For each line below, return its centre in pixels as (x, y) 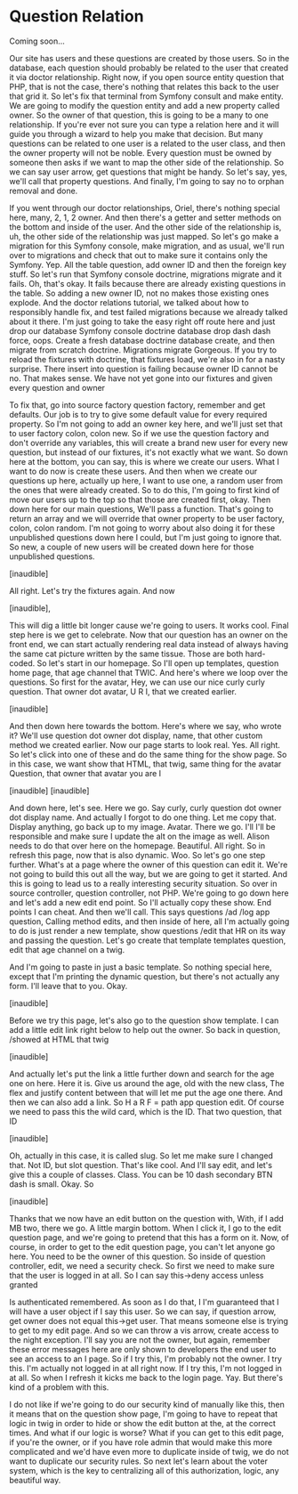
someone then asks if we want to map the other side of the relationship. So (147, 162)
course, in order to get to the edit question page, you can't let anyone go (142, 1246)
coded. (22, 663)
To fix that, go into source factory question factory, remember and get (137, 405)
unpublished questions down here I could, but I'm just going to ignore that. (145, 537)
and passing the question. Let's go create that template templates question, (148, 940)
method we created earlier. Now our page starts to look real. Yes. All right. (145, 744)
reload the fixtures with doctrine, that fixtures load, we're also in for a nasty (147, 359)
